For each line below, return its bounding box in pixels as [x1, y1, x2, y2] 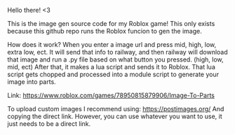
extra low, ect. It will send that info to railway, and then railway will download [7, 48, 228, 56]
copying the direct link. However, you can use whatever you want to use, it [7, 112, 222, 120]
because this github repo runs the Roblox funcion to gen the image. [7, 27, 202, 35]
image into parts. [7, 78, 56, 86]
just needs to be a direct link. [7, 120, 91, 128]
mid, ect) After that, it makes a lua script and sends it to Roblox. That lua [7, 63, 215, 71]
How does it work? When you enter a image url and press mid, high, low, [7, 41, 216, 48]
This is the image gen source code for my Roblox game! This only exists [7, 20, 215, 27]
